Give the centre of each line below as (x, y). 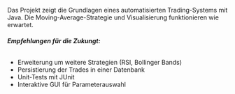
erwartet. (20, 25)
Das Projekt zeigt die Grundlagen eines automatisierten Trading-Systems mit (117, 10)
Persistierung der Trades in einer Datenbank (81, 70)
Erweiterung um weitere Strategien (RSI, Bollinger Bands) (100, 63)
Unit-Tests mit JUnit (46, 77)
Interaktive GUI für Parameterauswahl (71, 85)
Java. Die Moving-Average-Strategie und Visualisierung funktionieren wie (113, 17)
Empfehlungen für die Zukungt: (54, 40)
